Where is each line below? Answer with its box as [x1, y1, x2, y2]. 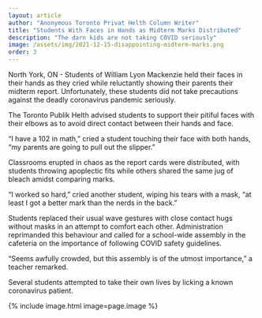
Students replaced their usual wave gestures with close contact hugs [8, 214, 233, 223]
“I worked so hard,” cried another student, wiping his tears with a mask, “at [8, 190, 252, 199]
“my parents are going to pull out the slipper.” [8, 143, 155, 152]
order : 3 [8, 48, 37, 56]
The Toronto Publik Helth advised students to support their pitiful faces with [8, 110, 255, 119]
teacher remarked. [8, 262, 69, 271]
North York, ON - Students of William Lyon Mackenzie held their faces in [8, 70, 243, 79]
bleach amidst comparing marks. [8, 174, 115, 184]
